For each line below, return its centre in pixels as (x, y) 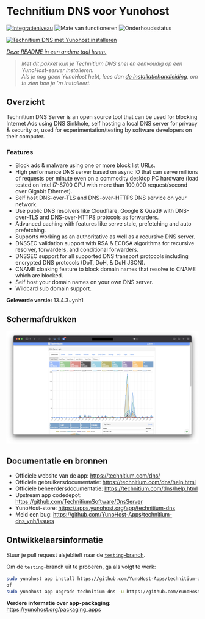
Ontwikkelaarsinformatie (55, 540)
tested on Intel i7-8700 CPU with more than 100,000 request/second (101, 185)
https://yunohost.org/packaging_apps (54, 610)
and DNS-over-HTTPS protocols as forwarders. (99, 217)
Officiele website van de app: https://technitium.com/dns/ (88, 475)
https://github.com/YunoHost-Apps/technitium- (113, 514)
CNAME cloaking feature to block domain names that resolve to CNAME (106, 269)
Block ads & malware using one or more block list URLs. (85, 165)
